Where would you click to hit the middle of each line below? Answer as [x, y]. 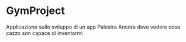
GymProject [36, 11]
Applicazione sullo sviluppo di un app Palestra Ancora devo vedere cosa [93, 27]
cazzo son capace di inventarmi [44, 33]
